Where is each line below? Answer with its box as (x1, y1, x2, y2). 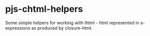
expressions (5, 25, 31, 31)
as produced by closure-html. (31, 25, 93, 31)
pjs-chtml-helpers (5, 3, 83, 15)
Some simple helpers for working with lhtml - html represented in (5, 20, 139, 26)
